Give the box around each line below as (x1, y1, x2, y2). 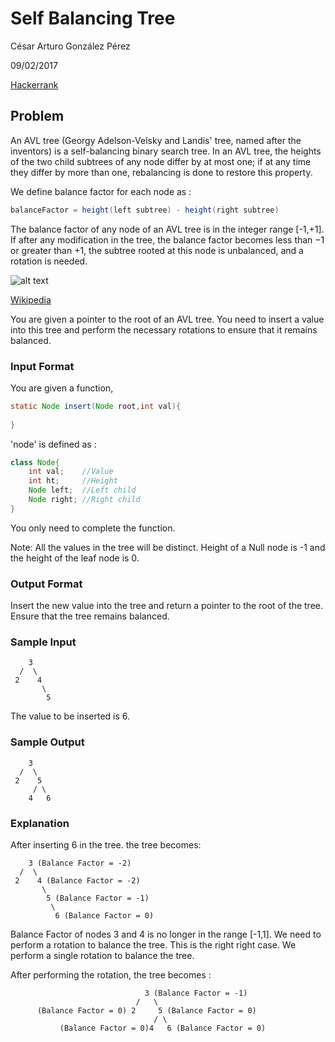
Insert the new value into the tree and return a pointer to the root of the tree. (10, 600, 323, 612)
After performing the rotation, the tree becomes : (10, 968, 212, 981)
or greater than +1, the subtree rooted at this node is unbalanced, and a (10, 244, 304, 256)
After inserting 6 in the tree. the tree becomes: (10, 838, 202, 851)
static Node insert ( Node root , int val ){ (10, 401, 182, 411)
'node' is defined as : (10, 438, 97, 450)
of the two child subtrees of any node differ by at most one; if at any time (10, 155, 312, 167)
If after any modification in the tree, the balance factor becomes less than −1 (10, 233, 325, 246)
